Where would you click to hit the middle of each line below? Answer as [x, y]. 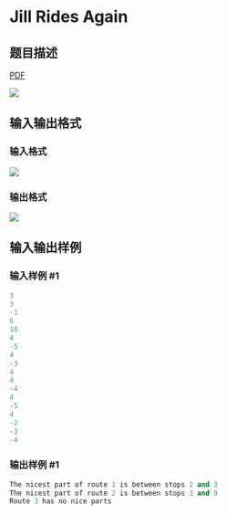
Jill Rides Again [69, 17]
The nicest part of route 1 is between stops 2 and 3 [114, 484]
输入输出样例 [46, 248]
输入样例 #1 [34, 276]
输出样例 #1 [34, 465]
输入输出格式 [46, 124]
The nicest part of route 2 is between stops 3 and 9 [114, 493]
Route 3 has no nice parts [61, 501]
